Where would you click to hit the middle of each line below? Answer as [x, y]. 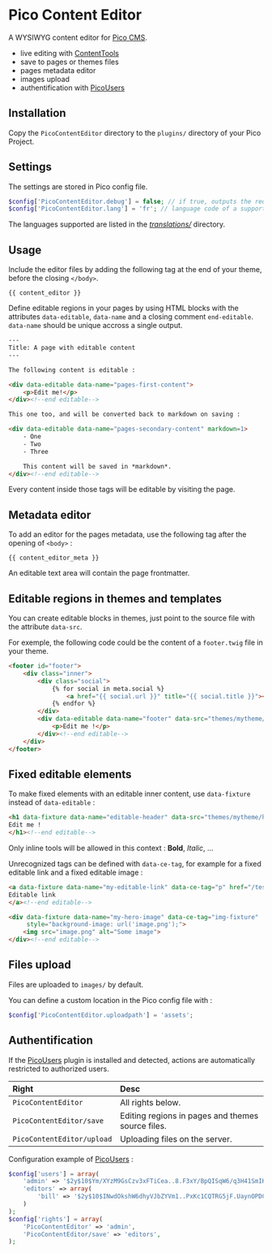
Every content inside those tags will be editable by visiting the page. [122, 490]
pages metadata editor [58, 70]
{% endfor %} [73, 704]
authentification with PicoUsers [72, 88]
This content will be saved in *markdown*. [98, 466]
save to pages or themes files [69, 62]
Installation [37, 113]
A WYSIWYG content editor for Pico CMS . [78, 37]
